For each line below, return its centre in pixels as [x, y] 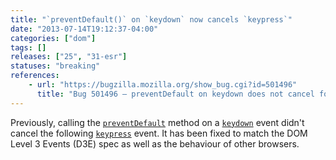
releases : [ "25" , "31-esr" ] [69, 57]
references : [35, 76]
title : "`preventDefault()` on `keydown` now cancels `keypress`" [151, 19]
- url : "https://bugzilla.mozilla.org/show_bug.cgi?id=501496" [163, 85]
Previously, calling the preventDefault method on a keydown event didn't [157, 122]
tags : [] [28, 47]
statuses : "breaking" [55, 66]
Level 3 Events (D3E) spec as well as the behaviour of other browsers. [155, 143]
